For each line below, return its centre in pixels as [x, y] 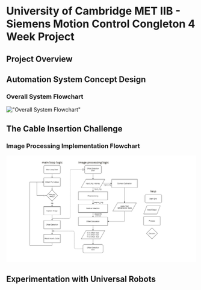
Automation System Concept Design [76, 79]
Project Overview [39, 59]
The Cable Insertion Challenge [64, 129]
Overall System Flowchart [45, 96]
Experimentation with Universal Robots [81, 279]
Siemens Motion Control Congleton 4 [101, 24]
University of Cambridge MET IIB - [93, 11]
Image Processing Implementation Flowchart [73, 146]
